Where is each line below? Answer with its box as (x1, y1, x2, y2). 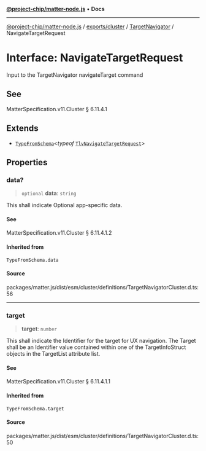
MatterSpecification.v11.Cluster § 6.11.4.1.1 (6, 378, 111, 385)
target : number (21, 325, 57, 332)
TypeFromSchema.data (6, 257, 59, 263)
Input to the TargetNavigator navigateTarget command (6, 71, 143, 79)
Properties (6, 157, 48, 168)
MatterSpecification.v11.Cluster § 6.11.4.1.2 (6, 229, 112, 237)
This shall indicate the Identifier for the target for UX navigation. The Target (6, 337, 196, 345)
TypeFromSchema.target (6, 406, 64, 412)
